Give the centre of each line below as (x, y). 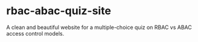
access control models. (35, 33)
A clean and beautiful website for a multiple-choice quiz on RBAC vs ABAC (99, 27)
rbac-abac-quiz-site (59, 11)
